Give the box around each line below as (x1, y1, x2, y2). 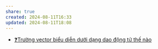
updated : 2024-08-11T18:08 (5, 19, 72, 25)
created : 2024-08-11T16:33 (5, 14, 72, 20)
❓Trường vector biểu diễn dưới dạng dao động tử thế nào (14, 36, 152, 43)
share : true (5, 8, 35, 15)
